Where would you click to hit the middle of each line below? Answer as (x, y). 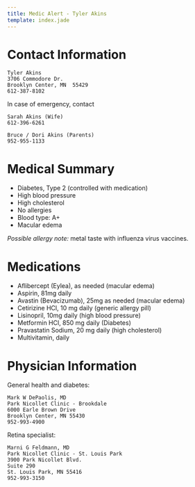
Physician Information (72, 366)
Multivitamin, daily (43, 337)
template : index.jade (39, 20)
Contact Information (67, 55)
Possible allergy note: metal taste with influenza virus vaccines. (98, 239)
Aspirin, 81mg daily (44, 294)
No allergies (34, 210)
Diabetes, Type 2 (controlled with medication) (82, 188)
